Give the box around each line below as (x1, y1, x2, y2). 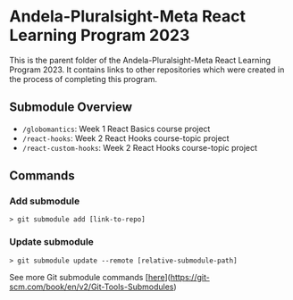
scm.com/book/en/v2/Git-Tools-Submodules (9, 281, 174, 292)
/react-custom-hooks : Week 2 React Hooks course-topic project (21, 142, 257, 153)
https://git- (170, 271, 210, 282)
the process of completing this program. (9, 73, 158, 84)
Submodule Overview (9, 100, 132, 115)
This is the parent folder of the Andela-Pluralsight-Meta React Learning (9, 54, 271, 65)
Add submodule (9, 195, 80, 207)
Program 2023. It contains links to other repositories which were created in (9, 64, 285, 75)
